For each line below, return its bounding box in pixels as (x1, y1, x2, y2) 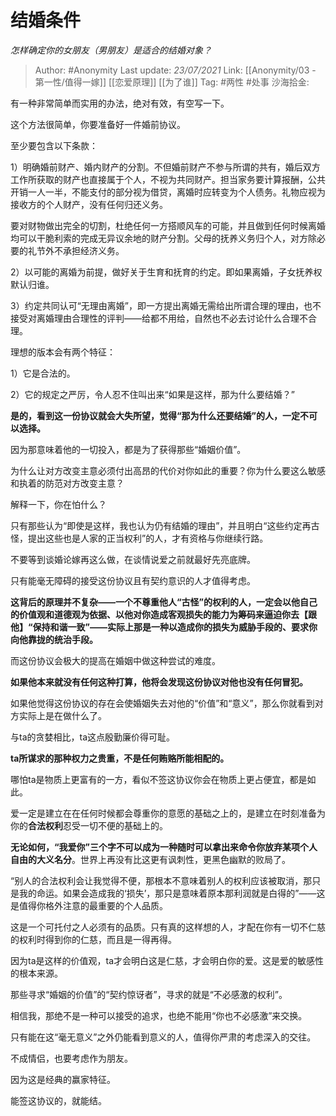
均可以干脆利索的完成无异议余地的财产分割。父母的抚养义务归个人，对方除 (10, 232, 317, 244)
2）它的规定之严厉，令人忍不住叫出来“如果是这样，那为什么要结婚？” (10, 388, 295, 400)
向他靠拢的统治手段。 (10, 633, 98, 645)
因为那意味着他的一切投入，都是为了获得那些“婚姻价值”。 (10, 443, 247, 455)
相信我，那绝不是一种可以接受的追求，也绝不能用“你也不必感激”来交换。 (10, 1009, 308, 1021)
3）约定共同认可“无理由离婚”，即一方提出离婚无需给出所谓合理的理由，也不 (10, 299, 322, 311)
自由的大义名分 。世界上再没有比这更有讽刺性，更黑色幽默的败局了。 (10, 853, 291, 865)
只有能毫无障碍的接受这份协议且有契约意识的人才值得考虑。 (10, 574, 256, 586)
